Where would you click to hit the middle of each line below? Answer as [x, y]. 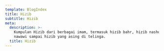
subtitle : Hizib [21, 18]
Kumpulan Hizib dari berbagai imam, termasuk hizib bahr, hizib [81, 32]
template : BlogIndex [26, 9]
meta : [10, 23]
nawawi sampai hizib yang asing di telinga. [60, 37]
